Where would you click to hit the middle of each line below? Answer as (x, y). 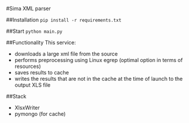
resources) (28, 66)
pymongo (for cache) (40, 114)
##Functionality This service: (41, 42)
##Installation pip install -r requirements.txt (64, 20)
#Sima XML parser (29, 8)
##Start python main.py (34, 31)
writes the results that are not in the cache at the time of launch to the (99, 79)
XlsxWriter (27, 107)
